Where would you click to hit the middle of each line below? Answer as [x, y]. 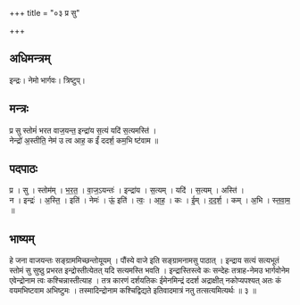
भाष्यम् [22, 239]
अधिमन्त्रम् [30, 58]
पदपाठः [24, 169]
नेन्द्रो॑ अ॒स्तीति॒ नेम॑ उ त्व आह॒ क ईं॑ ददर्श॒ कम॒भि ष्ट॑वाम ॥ [84, 140]
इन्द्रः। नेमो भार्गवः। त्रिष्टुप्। [48, 80]
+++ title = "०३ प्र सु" [45, 13]
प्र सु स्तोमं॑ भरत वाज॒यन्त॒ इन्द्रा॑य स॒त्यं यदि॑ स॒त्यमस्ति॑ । [83, 130]
